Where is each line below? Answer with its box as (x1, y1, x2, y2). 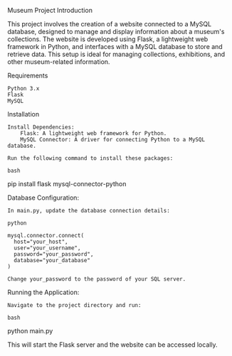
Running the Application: (7, 288, 80, 296)
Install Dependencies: (7, 124, 75, 131)
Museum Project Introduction (7, 6, 93, 14)
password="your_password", (14, 251, 94, 258)
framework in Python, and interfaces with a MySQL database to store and (7, 43, 223, 50)
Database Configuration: (7, 193, 80, 202)
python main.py (7, 327, 53, 335)
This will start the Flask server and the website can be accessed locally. (7, 340, 218, 349)
